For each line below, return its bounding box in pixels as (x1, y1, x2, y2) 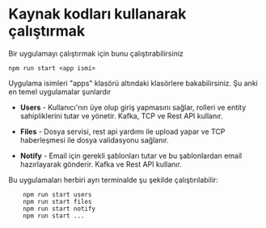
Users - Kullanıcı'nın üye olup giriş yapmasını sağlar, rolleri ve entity (19, 102, 247, 112)
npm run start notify (23, 205, 95, 213)
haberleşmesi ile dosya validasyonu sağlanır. (19, 135, 170, 145)
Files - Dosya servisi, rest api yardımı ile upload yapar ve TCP (19, 126, 226, 136)
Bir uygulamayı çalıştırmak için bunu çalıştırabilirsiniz (8, 48, 184, 58)
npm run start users (23, 190, 92, 198)
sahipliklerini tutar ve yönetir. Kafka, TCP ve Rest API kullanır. (19, 110, 223, 121)
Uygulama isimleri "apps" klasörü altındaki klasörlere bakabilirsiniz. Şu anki (8, 78, 259, 88)
